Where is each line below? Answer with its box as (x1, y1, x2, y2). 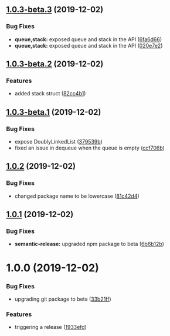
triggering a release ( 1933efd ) (14, 324, 87, 331)
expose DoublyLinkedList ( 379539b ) (14, 138, 103, 145)
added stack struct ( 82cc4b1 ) (14, 90, 86, 97)
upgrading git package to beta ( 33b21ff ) (14, 295, 111, 302)
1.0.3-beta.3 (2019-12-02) (6, 5, 104, 15)
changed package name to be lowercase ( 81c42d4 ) (14, 192, 140, 199)
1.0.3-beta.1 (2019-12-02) (6, 107, 101, 117)
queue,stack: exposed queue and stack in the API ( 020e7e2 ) (14, 42, 163, 49)
